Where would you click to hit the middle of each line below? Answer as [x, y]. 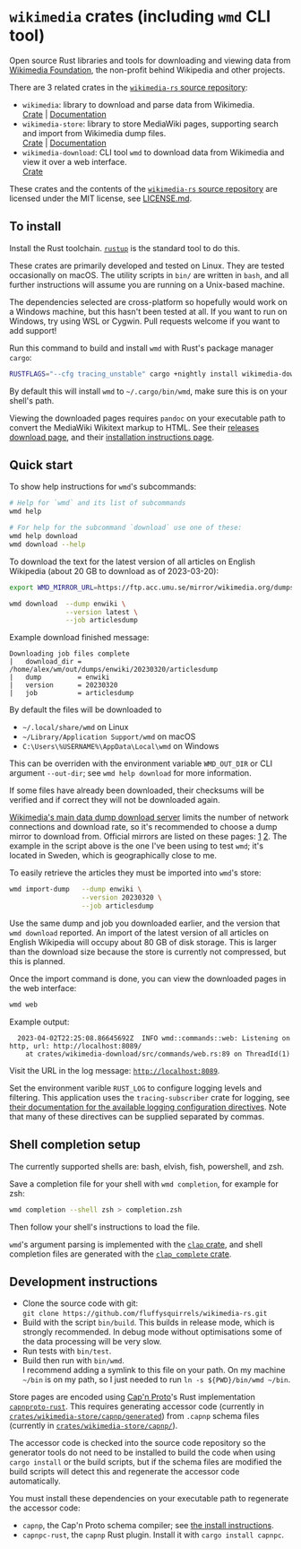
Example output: [39, 1022]
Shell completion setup [75, 1145]
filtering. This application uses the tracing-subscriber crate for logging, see [150, 1097]
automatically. [35, 1481]
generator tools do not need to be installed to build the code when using [142, 1453]
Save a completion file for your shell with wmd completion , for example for [144, 1184]
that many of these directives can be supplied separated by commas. [137, 1116]
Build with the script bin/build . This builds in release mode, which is [148, 1323]
